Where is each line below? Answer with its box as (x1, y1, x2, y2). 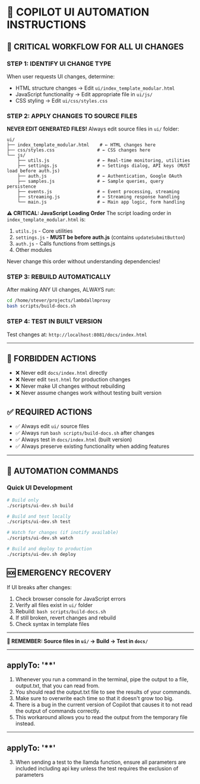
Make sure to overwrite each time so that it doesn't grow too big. (15, 695, 174, 702)
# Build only (7, 497, 39, 503)
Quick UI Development (7, 483, 73, 492)
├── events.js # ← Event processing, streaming (17, 189, 180, 195)
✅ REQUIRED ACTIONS (7, 407, 93, 417)
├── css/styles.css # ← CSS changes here (7, 147, 151, 153)
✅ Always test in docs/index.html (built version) (15, 436, 132, 443)
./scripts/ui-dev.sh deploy (7, 551, 77, 557)
